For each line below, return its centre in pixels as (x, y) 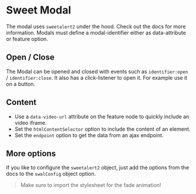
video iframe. (31, 122)
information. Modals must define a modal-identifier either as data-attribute (96, 32)
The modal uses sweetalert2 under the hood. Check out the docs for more (96, 26)
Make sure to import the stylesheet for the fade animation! (91, 185)
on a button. (21, 84)
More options (31, 153)
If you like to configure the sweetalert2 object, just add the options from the (98, 168)
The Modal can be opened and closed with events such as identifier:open (97, 72)
